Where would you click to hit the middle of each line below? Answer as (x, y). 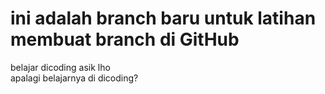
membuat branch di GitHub (125, 39)
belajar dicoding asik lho (60, 67)
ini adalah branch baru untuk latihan (163, 18)
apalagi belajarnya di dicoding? (74, 78)
